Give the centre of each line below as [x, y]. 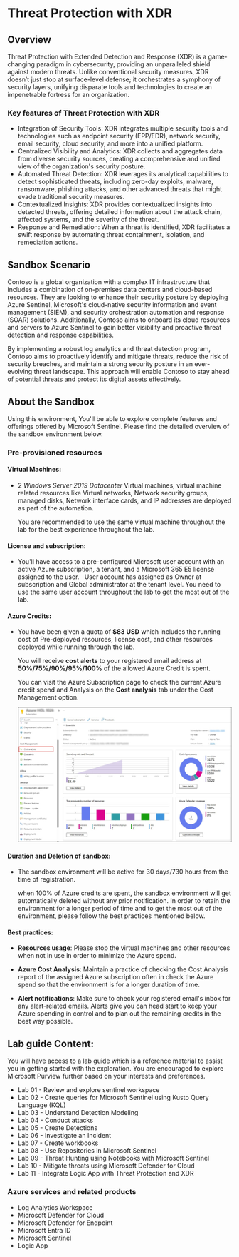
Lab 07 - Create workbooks [58, 1143]
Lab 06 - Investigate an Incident [64, 1136]
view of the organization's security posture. [81, 166]
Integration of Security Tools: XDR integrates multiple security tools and [123, 128]
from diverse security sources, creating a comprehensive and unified [119, 159]
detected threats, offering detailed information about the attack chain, [120, 212]
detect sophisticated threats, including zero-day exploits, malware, [115, 182]
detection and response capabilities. [60, 335]
